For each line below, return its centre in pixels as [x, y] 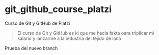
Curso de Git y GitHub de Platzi [37, 23]
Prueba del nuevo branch [31, 48]
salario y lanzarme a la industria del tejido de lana [69, 38]
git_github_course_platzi [58, 9]
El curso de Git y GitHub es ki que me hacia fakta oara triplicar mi [86, 33]
